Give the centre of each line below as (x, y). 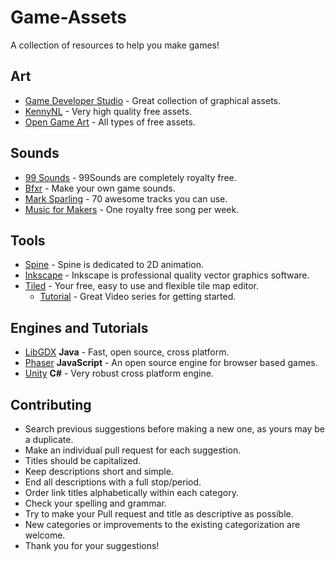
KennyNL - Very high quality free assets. (108, 111)
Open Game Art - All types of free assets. (110, 122)
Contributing (51, 404)
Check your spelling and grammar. (95, 503)
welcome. (45, 535)
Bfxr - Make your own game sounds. (100, 188)
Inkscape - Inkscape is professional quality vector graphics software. (167, 275)
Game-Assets (69, 17)
